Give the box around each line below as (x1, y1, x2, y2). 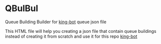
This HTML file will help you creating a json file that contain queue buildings (5, 28, 157, 34)
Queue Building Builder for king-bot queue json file (5, 19, 107, 25)
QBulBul (5, 3, 38, 14)
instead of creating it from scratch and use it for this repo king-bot (5, 33, 137, 39)
